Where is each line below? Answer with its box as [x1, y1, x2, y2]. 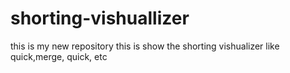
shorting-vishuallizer [10, 7, 190, 30]
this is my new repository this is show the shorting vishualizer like [10, 40, 280, 52]
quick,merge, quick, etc [10, 50, 108, 62]
